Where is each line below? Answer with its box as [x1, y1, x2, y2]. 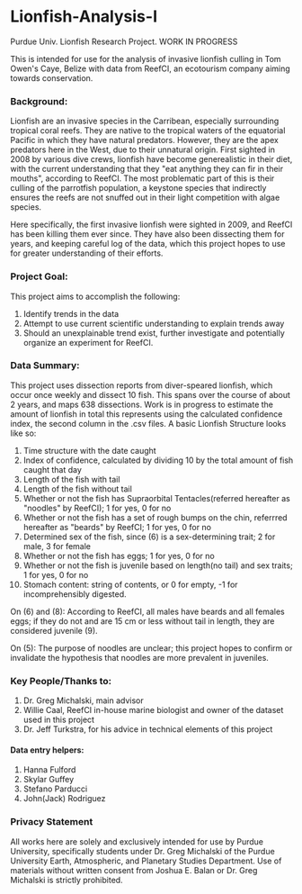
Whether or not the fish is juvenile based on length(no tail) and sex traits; [22, 560, 293, 571]
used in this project [22, 714, 95, 726]
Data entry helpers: [10, 745, 84, 755]
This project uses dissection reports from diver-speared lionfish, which [10, 380, 273, 391]
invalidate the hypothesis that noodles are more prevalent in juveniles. [10, 652, 269, 663]
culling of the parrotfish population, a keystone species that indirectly [10, 183, 267, 194]
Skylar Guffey [22, 774, 75, 785]
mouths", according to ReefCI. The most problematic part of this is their [10, 173, 275, 184]
